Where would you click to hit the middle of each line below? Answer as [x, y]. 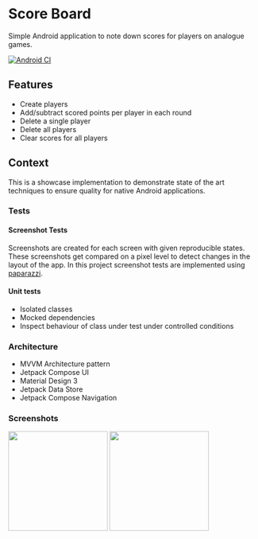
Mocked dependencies [57, 317]
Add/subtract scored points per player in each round [106, 112]
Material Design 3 [48, 381]
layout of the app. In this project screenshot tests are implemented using [127, 264]
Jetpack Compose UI [54, 373]
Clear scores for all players [64, 138]
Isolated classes [46, 309]
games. [21, 44]
